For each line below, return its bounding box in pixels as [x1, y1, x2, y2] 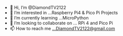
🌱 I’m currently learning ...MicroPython [9, 15, 89, 20]
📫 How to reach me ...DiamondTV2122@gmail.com [9, 26, 115, 31]
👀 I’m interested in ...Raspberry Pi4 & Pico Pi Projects [9, 10, 118, 16]
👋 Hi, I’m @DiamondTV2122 [9, 5, 66, 10]
